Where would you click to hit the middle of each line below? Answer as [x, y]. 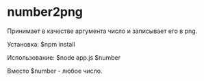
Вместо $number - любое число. [55, 71]
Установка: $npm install [41, 44]
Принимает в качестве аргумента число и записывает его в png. [102, 31]
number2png [45, 12]
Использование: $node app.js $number [64, 57]
